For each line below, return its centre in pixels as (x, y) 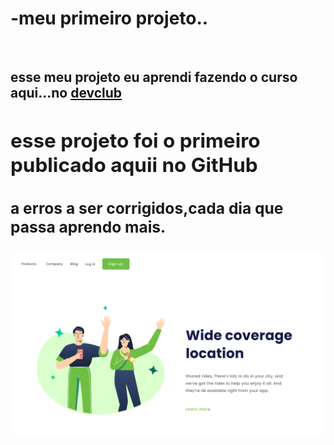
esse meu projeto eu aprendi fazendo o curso (154, 77)
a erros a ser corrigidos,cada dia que (147, 208)
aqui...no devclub (66, 93)
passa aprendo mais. (88, 227)
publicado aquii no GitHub (134, 165)
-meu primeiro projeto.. (109, 18)
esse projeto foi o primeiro (135, 141)
